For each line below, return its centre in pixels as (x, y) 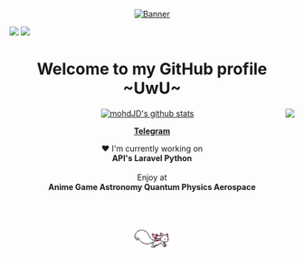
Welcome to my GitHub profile (152, 69)
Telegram (152, 130)
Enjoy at (152, 177)
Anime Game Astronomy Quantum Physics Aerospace (152, 186)
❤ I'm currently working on (152, 148)
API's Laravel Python (152, 157)
